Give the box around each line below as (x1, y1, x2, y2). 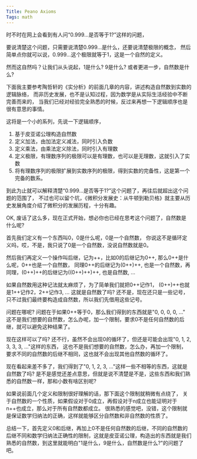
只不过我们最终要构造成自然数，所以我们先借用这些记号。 (6, 295, 145, 303)
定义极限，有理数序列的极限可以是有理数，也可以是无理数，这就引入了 (14, 152, 185, 159)
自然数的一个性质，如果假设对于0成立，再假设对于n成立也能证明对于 (11, 397, 178, 404)
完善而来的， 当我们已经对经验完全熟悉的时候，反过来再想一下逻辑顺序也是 (6, 98, 188, 105)
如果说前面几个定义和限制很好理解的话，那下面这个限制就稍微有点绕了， (6, 390, 181, 397)
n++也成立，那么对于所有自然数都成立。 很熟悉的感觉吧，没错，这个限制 (6, 404, 182, 412)
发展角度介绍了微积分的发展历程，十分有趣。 (11, 201, 119, 209)
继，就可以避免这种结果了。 (6, 323, 74, 330)
